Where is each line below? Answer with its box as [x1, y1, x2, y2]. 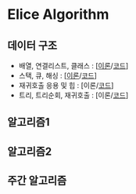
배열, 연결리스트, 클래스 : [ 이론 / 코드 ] [18, 61, 129, 70]
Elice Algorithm [7, 5, 109, 24]
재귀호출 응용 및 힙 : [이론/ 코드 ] [18, 81, 114, 90]
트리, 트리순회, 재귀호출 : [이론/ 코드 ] [18, 90, 129, 100]
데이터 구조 [7, 38, 58, 52]
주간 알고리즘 [7, 174, 67, 188]
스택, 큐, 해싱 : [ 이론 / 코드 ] [18, 71, 97, 80]
